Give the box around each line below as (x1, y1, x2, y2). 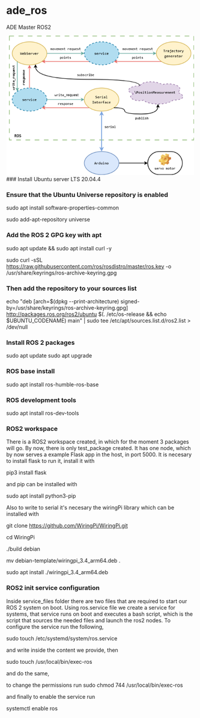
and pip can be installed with (6, 481, 77, 488)
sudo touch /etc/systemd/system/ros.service (6, 634, 118, 642)
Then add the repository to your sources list (6, 284, 137, 292)
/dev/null (6, 323, 28, 331)
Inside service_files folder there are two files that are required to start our (6, 597, 187, 605)
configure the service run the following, (6, 623, 104, 630)
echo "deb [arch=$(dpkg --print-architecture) (6, 298, 120, 305)
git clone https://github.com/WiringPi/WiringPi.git (6, 522, 128, 530)
